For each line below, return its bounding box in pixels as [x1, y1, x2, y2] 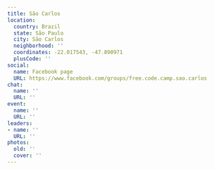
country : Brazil [13, 23, 61, 30]
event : [7, 101, 26, 108]
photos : [7, 139, 30, 146]
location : [7, 17, 36, 24]
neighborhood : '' [13, 42, 64, 49]
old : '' [13, 146, 36, 153]
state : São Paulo [13, 29, 64, 37]
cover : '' [13, 152, 42, 160]
